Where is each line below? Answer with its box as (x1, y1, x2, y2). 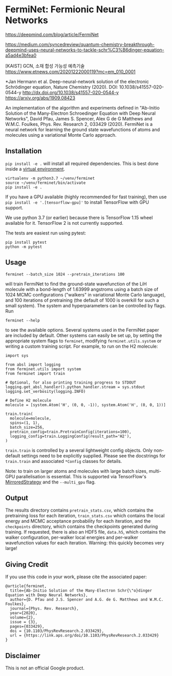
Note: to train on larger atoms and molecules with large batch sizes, (5, 468, 148, 474)
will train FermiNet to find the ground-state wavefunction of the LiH (5, 281, 147, 287)
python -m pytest (5, 244, 42, 249)
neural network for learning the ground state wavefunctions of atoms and (5, 126, 160, 133)
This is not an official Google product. (5, 665, 84, 671)
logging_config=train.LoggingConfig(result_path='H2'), (10, 434, 132, 439)
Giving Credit (5, 560, 49, 569)
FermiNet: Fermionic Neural (5, 4, 125, 15)
